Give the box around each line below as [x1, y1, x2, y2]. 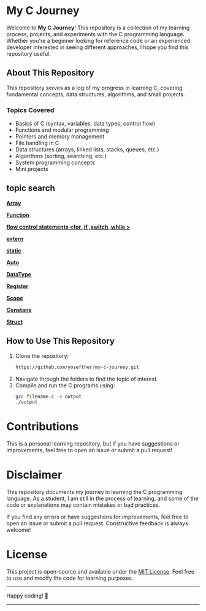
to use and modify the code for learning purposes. [6, 574, 134, 582]
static [6, 246, 21, 254]
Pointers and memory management [15, 133, 105, 140]
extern [6, 235, 24, 242]
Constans [6, 306, 32, 313]
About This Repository [6, 68, 94, 78]
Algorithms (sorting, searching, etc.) [15, 153, 107, 160]
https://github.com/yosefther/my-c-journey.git [15, 364, 139, 370]
